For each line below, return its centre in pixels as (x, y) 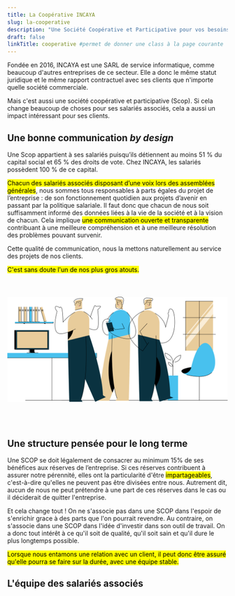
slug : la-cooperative (39, 22)
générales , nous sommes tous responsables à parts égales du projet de (110, 190)
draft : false (26, 37)
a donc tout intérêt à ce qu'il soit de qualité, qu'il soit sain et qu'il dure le (111, 533)
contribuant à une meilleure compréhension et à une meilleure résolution (112, 227)
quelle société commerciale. (48, 87)
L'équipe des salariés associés (75, 584)
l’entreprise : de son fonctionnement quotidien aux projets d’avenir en (107, 198)
